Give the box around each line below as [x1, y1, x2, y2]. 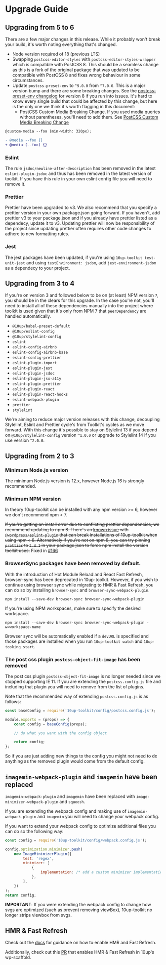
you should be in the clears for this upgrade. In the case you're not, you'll [5, 297, 154, 303]
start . [23, 643, 36, 649]
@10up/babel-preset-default [12, 324, 70, 329]
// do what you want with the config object [14, 730, 107, 736]
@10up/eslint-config [12, 329, 55, 334]
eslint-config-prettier [12, 355, 62, 360]
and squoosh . [59, 798, 85, 804]
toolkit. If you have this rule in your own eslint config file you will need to [5, 175, 152, 181]
